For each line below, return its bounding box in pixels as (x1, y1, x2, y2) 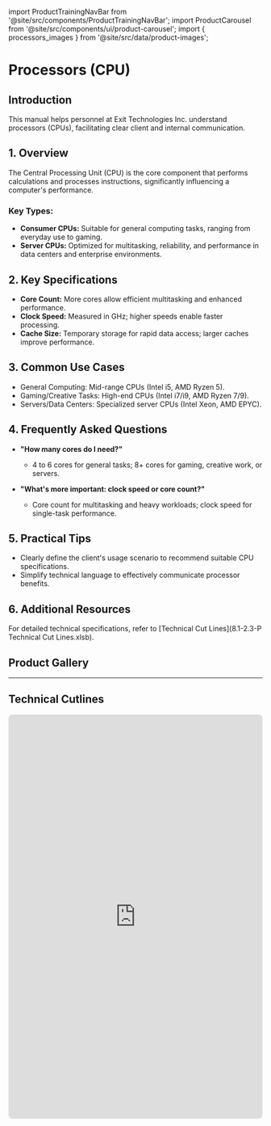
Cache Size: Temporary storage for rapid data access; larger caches (19, 328, 249, 338)
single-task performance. (31, 508, 117, 518)
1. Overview (8, 146, 69, 160)
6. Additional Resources (8, 602, 131, 616)
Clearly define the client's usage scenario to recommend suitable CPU (19, 553, 254, 563)
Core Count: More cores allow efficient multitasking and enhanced (19, 294, 242, 304)
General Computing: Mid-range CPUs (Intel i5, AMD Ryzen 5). (19, 382, 225, 391)
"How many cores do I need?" (19, 444, 123, 453)
